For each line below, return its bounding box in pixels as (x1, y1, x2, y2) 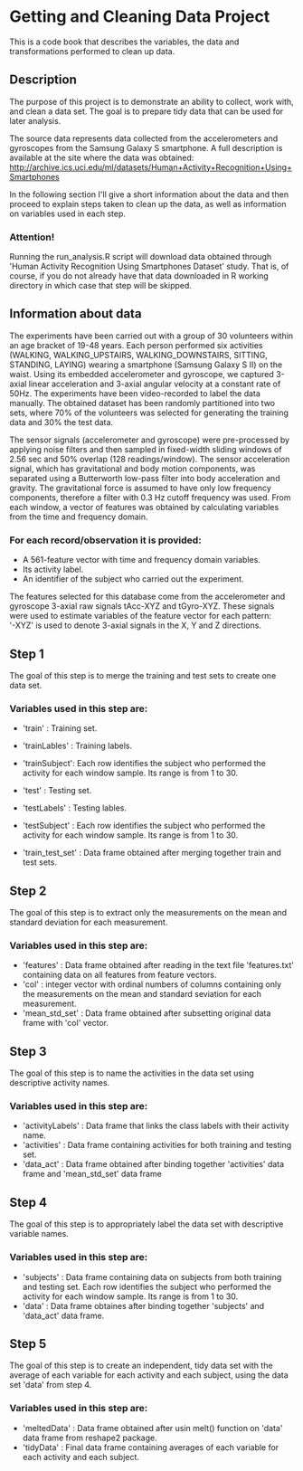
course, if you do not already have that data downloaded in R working (9, 270, 269, 281)
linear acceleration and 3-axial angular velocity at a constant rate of (28, 378, 281, 389)
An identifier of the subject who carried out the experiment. (22, 574, 244, 584)
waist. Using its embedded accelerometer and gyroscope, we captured (9, 368, 274, 379)
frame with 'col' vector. (22, 1018, 109, 1029)
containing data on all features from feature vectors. (22, 970, 217, 981)
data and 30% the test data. (9, 416, 114, 427)
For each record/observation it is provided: (9, 534, 202, 546)
